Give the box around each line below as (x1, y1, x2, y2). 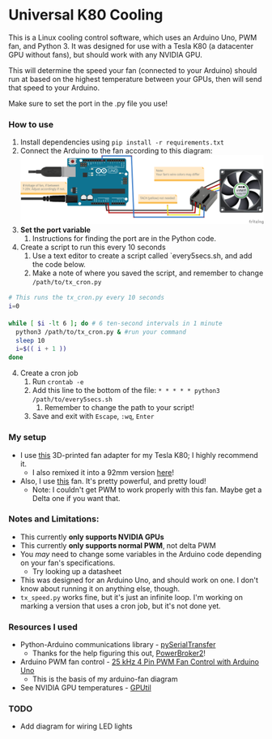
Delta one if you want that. (32, 493, 121, 503)
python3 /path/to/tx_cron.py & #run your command (15, 327, 186, 336)
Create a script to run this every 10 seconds (19, 242, 166, 253)
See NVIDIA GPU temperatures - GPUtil (19, 683, 151, 693)
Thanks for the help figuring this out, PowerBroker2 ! (32, 648, 206, 659)
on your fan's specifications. (19, 558, 116, 568)
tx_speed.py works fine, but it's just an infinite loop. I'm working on (19, 592, 244, 602)
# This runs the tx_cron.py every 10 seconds (8, 294, 164, 302)
